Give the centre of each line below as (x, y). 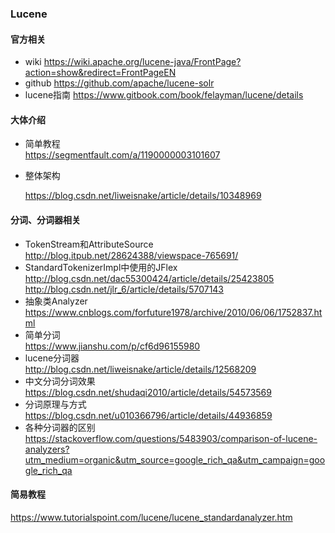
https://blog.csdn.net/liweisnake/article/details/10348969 (143, 196)
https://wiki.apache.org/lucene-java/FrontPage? (142, 62)
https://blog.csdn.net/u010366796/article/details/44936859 (148, 415)
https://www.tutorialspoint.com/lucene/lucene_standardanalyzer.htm (151, 517)
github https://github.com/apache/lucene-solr (119, 83)
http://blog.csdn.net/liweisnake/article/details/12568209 (140, 369)
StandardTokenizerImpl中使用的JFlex (101, 267)
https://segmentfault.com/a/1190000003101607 (122, 155)
